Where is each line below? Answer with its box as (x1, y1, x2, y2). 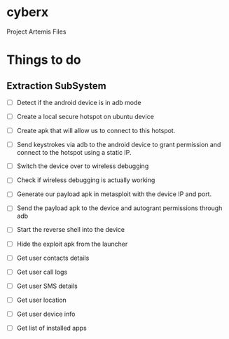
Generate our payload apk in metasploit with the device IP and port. (16, 190, 211, 198)
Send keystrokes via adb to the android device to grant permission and (16, 141, 221, 149)
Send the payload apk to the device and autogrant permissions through (16, 204, 223, 212)
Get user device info (16, 310, 76, 318)
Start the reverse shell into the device (16, 226, 125, 234)
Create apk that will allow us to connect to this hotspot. (16, 127, 176, 135)
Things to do (6, 52, 81, 68)
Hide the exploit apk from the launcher (16, 240, 128, 248)
